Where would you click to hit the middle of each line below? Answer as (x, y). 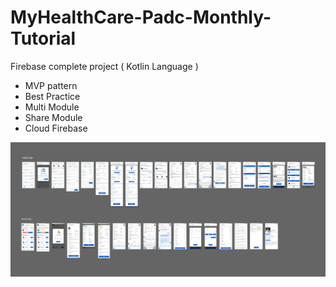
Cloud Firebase (56, 128)
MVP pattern (51, 85)
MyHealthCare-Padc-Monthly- (141, 17)
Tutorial (43, 38)
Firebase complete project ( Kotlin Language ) (104, 66)
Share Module (53, 117)
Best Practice (52, 96)
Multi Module (52, 107)
